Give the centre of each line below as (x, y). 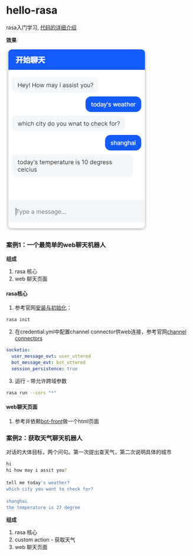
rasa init (18, 320)
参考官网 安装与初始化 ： (43, 308)
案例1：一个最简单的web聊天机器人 (56, 245)
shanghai (17, 502)
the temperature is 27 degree (43, 508)
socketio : (18, 350)
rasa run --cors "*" (32, 393)
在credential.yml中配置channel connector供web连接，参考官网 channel (101, 332)
